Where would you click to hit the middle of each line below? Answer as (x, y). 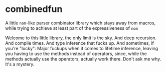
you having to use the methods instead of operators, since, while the (76, 54)
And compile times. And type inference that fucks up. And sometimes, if (79, 43)
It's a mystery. (20, 64)
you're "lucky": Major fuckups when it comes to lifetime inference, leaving (82, 48)
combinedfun (34, 9)
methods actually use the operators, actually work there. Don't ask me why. (83, 59)
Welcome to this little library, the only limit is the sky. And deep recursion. (81, 38)
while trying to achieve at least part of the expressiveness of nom (71, 28)
